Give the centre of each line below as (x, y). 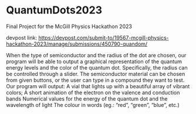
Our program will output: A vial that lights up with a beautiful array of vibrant (98, 86)
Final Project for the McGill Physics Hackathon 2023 (69, 26)
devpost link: (21, 37)
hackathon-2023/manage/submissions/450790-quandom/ (77, 44)
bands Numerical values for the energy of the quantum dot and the (87, 99)
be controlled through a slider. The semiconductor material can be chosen (96, 74)
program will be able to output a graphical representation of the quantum (94, 61)
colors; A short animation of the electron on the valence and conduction (93, 92)
